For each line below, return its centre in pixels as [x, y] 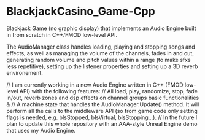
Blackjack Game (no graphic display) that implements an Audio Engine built [101, 28]
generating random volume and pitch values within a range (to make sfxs [99, 60]
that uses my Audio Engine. [41, 130]
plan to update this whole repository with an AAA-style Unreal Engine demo [102, 123]
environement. [25, 72]
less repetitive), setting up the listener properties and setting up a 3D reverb [102, 66]
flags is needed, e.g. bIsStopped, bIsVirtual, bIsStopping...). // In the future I [102, 117]
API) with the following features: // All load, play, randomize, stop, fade [109, 91]
